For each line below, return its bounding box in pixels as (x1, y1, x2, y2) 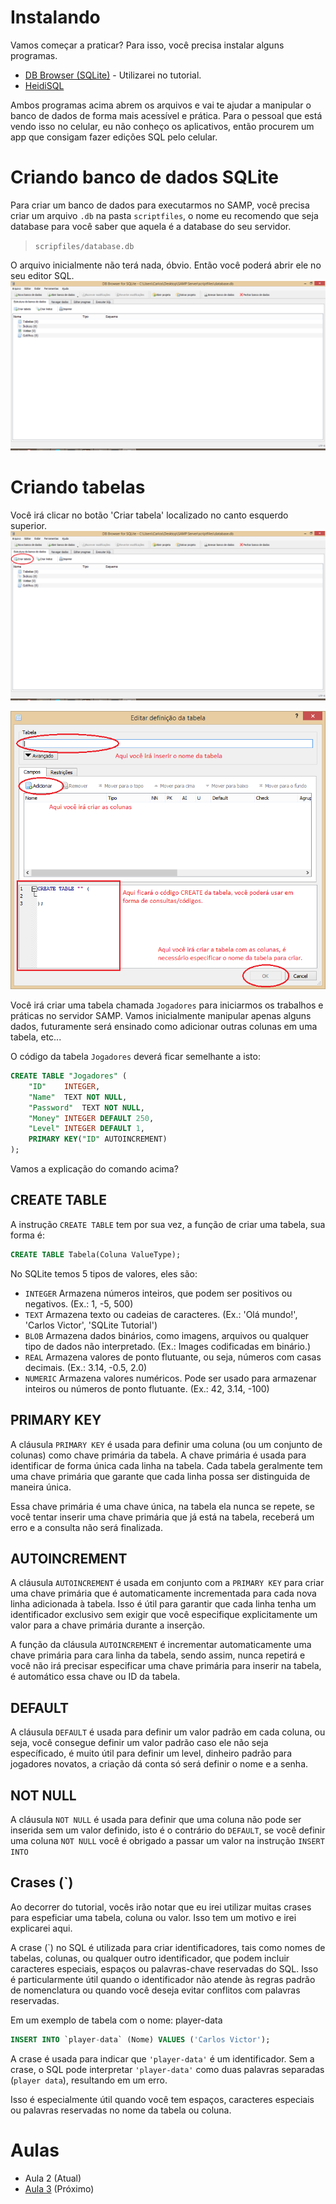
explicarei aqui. (10, 1922, 73, 1934)
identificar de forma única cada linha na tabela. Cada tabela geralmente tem (10, 1459, 323, 1471)
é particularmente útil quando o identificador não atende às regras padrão (10, 1973, 316, 1985)
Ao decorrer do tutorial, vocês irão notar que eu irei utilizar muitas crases (10, 1901, 312, 1913)
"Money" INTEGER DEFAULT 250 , (28, 1113, 155, 1123)
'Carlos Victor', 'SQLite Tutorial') (24, 1319, 158, 1331)
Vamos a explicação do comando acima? (10, 1163, 179, 1175)
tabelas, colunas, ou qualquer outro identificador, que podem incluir (10, 1952, 290, 1964)
